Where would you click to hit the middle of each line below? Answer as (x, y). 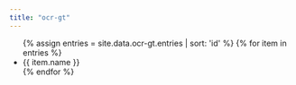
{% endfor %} (48, 72)
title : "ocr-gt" (40, 17)
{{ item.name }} (51, 62)
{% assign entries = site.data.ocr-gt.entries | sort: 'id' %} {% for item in (154, 43)
